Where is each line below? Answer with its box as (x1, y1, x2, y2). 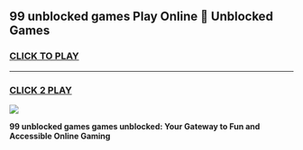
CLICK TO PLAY (9, 50, 79, 63)
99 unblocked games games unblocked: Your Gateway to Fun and (9, 120, 261, 131)
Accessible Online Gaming (9, 130, 111, 141)
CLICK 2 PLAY (9, 84, 72, 96)
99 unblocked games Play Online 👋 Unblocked (9, 9, 273, 24)
